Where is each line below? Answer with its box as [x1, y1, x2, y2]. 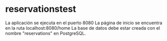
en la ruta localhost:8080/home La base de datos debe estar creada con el [5, 25, 160, 31]
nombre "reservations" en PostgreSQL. [5, 30, 87, 36]
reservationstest [5, 3, 76, 15]
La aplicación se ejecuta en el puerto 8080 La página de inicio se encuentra [5, 20, 162, 26]
